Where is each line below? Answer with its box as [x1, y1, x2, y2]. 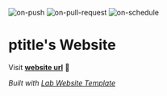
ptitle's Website [8, 36, 117, 54]
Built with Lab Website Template [8, 77, 115, 88]
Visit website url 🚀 [8, 62, 70, 72]
